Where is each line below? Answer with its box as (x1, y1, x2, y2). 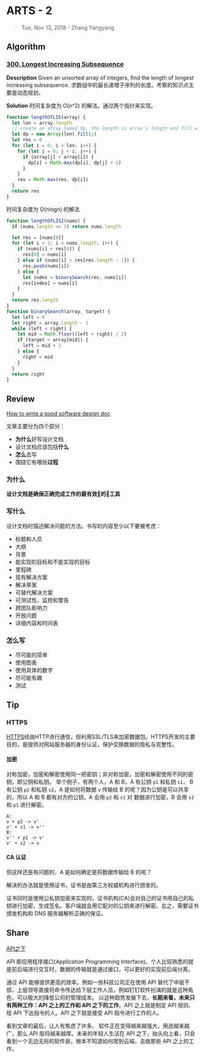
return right (12, 371, 45, 377)
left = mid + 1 (22, 343, 62, 349)
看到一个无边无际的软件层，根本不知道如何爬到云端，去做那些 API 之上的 (6, 1037, 189, 1045)
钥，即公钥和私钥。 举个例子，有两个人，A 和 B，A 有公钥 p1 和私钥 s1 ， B (6, 778, 193, 785)
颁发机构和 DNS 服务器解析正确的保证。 (6, 910, 107, 917)
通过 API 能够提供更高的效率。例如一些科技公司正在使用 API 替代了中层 (6, 978, 185, 986)
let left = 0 (12, 314, 45, 320)
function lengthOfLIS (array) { (6, 114, 86, 120)
